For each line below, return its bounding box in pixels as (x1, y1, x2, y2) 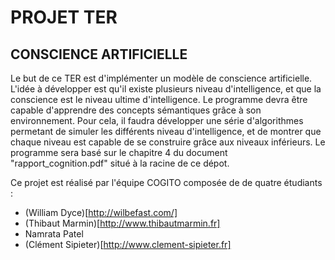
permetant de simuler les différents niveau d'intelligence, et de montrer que (10, 126, 322, 137)
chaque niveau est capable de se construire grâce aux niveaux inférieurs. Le (10, 136, 326, 148)
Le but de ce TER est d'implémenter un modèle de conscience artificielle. (10, 72, 313, 84)
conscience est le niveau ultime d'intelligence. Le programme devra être (10, 94, 308, 105)
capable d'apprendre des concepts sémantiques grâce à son (10, 104, 262, 116)
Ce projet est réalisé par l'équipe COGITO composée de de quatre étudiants (10, 177, 323, 188)
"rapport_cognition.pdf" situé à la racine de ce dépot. (10, 157, 230, 169)
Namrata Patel (24, 228, 84, 240)
